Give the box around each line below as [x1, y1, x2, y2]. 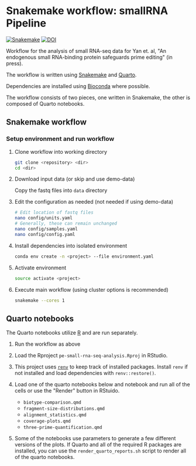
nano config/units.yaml [14, 215, 73, 221]
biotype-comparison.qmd [23, 400, 82, 406]
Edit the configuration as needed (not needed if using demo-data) [14, 198, 174, 205]
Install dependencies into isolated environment [14, 242, 128, 249]
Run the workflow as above [14, 340, 81, 347]
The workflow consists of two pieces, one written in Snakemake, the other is [6, 94, 191, 101]
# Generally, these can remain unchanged [14, 221, 117, 227]
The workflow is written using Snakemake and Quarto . [6, 71, 137, 78]
